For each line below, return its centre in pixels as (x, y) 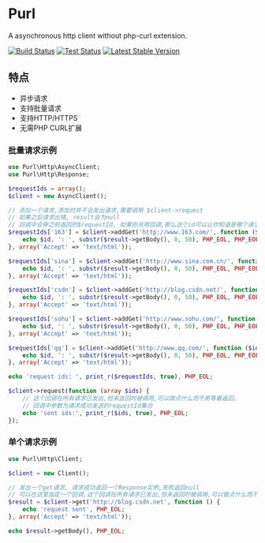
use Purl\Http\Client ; (45, 459)
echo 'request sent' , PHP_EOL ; (74, 510)
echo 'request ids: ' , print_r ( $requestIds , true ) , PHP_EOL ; (111, 377)
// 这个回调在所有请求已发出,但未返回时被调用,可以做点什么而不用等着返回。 (131, 399)
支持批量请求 (40, 108)
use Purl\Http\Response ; (49, 174)
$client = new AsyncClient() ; (58, 196)
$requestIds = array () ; (47, 189)
